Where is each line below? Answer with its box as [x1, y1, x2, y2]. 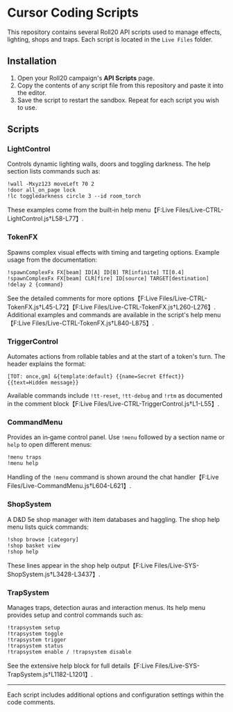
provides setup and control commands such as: [7, 611, 144, 619]
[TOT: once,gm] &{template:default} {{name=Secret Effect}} [7, 373, 185, 380]
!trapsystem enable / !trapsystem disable [7, 648, 132, 655]
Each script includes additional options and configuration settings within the [7, 690, 224, 699]
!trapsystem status [7, 642, 64, 650]
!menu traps [7, 454, 42, 461]
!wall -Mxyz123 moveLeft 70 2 [7, 180, 95, 188]
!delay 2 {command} [7, 281, 64, 288]
